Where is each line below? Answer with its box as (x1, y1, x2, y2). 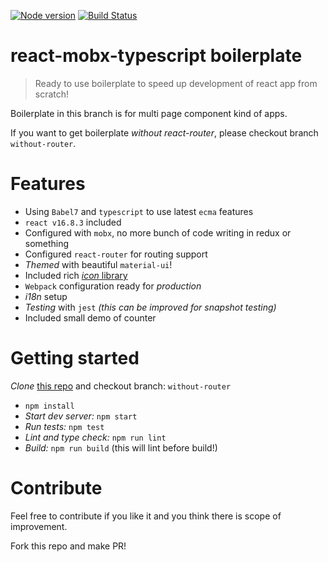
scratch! (34, 88, 70, 100)
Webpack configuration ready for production (24, 280, 202, 292)
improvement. (10, 520, 68, 532)
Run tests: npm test (24, 420, 105, 432)
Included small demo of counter (24, 311, 157, 324)
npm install (24, 401, 75, 411)
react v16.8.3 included (24, 216, 122, 228)
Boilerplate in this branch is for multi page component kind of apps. (10, 107, 288, 119)
